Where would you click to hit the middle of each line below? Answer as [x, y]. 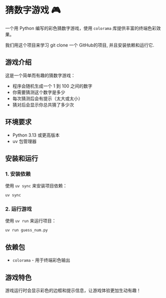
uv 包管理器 [24, 141]
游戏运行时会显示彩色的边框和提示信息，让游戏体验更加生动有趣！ [73, 290]
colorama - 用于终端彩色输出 [41, 260]
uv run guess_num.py [27, 230]
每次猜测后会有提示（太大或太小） [47, 98]
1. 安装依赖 [18, 174]
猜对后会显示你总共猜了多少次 [43, 104]
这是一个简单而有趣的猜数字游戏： [40, 75]
